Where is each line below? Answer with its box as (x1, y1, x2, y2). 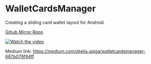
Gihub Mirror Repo (5, 29, 44, 35)
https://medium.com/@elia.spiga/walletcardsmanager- (32, 48, 146, 54)
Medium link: (5, 48, 32, 54)
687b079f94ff (5, 53, 34, 60)
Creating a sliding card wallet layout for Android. (5, 19, 105, 25)
